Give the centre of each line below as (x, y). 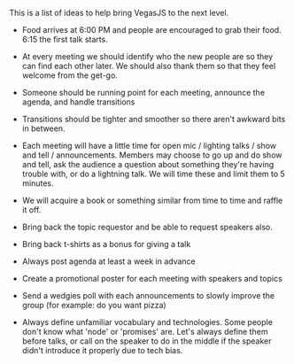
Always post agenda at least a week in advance (109, 261)
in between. (43, 128)
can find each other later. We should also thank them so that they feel (149, 66)
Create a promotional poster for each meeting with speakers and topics (152, 279)
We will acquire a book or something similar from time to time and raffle (152, 200)
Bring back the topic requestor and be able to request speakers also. (147, 227)
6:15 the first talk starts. (65, 39)
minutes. (38, 183)
